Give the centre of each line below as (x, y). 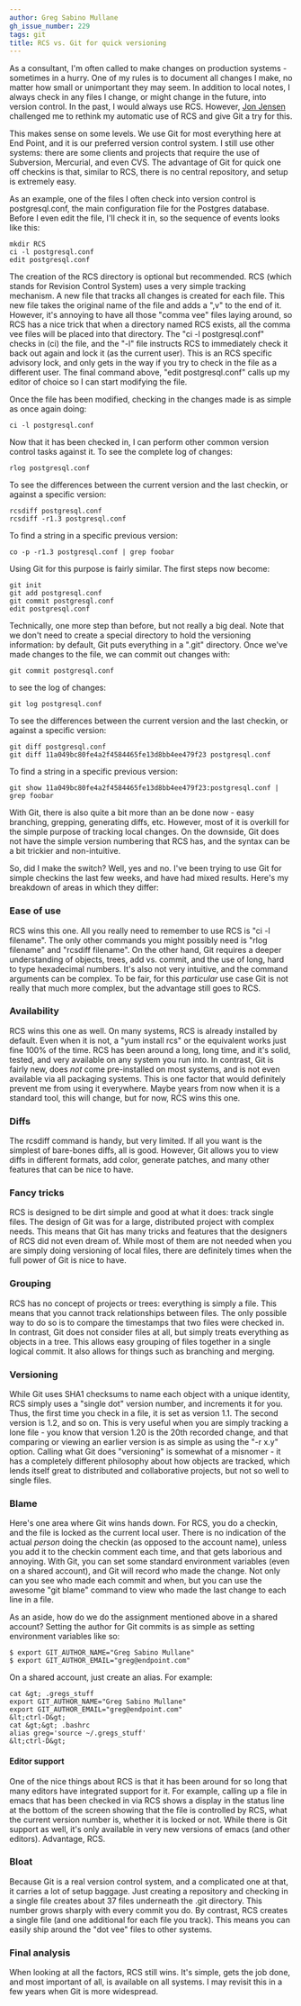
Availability (35, 1012)
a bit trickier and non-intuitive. (65, 851)
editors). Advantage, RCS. (58, 1838)
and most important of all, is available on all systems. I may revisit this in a (146, 1982)
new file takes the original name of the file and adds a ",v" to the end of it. (146, 305)
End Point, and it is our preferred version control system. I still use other (142, 143)
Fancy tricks (37, 1193)
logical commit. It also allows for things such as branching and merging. (142, 1351)
